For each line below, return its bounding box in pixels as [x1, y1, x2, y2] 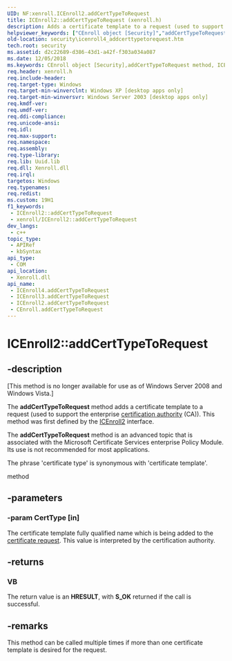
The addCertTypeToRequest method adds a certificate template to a [7, 402, 204, 410]
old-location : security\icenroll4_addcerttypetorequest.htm [7, 36, 184, 43]
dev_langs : [7, 222, 39, 229]
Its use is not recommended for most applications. [7, 445, 150, 453]
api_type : [7, 255, 36, 262]
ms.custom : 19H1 [7, 197, 54, 204]
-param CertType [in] [7, 513, 80, 523]
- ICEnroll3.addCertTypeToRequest [10, 293, 110, 300]
